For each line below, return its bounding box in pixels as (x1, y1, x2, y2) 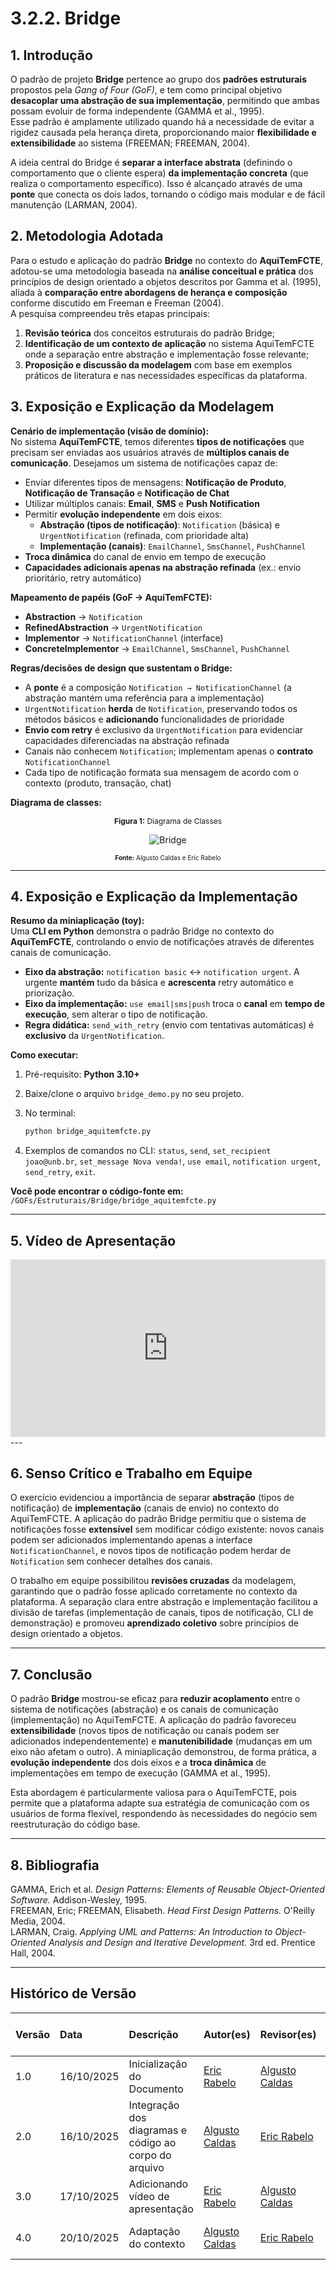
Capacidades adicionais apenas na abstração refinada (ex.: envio (24, 561, 302, 573)
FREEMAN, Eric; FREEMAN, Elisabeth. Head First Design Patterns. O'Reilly (10, 1905, 316, 1917)
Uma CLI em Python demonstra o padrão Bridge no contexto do (10, 925, 275, 937)
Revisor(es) (259, 2027, 317, 2041)
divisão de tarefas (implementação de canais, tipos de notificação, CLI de (10, 1607, 314, 1619)
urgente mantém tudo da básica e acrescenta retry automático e (24, 977, 294, 989)
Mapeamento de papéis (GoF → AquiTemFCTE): (10, 591, 213, 603)
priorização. (24, 987, 75, 999)
